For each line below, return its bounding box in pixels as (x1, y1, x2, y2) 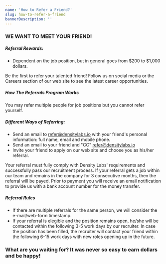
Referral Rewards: (5, 45, 44, 51)
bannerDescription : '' (5, 16, 52, 21)
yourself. (5, 108, 23, 114)
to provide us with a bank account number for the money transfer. (5, 183, 141, 189)
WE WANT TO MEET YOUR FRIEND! (5, 33, 92, 40)
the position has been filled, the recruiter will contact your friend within (12, 229, 158, 235)
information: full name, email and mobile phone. (12, 136, 111, 142)
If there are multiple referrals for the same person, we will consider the (12, 207, 158, 213)
